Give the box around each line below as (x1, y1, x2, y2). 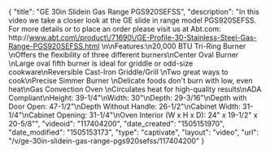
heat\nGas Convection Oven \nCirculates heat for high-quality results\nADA (8, 84, 262, 94)
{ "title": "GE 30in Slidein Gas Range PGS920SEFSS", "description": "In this (8, 7, 260, 16)
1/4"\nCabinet (8, 110, 55, 120)
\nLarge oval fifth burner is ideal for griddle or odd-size (8, 58, 194, 68)
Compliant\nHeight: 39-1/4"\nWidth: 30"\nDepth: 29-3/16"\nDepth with (8, 93, 247, 102)
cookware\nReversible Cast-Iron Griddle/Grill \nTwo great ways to (8, 67, 229, 76)
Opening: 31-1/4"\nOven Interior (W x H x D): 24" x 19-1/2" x (56, 110, 258, 120)
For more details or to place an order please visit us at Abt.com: (8, 24, 221, 33)
